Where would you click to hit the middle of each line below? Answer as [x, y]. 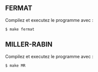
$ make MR [15, 66]
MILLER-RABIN [29, 44]
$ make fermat [20, 29]
